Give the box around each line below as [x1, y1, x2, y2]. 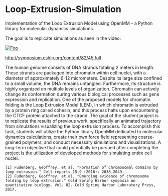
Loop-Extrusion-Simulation [5, 4, 121, 15]
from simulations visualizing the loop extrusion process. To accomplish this [5, 123, 160, 129]
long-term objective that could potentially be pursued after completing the [5, 144, 158, 150]
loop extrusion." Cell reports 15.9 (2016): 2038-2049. [5, 169, 124, 174]
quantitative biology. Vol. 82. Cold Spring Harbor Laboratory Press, [5, 182, 156, 187]
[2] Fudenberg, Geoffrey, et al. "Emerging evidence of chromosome [5, 173, 149, 179]
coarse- [138, 134, 154, 140]
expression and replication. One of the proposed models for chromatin [5, 96, 150, 103]
